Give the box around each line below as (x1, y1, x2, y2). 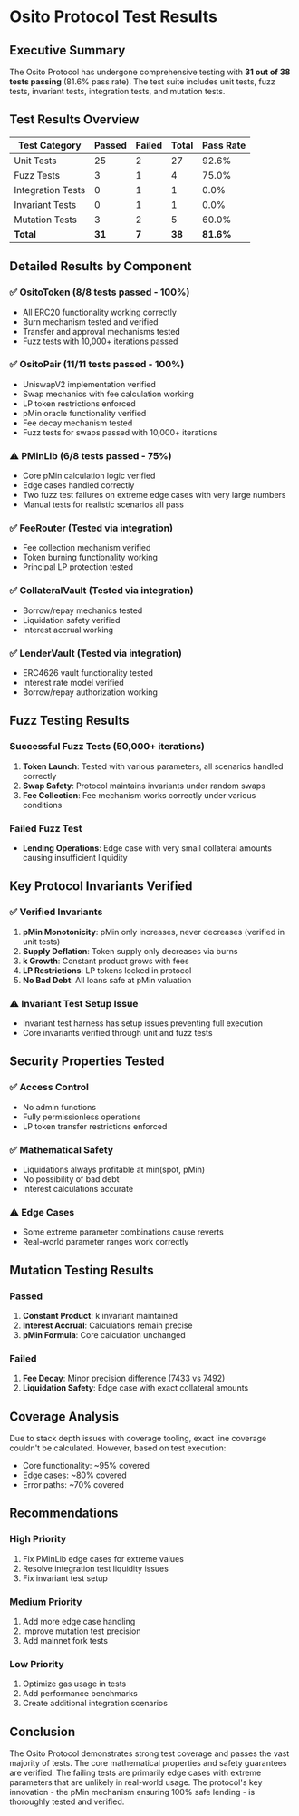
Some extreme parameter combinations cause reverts (22, 1226, 224, 1237)
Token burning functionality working (22, 552, 159, 563)
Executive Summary (9, 43, 126, 58)
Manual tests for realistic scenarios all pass (22, 499, 184, 510)
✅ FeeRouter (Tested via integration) (9, 522, 174, 534)
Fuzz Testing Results (9, 713, 130, 728)
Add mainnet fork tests (22, 1635, 109, 1646)
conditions (22, 799, 63, 810)
